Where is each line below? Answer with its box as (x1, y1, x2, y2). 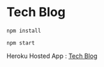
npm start (6, 39, 36, 46)
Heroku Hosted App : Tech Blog (6, 52, 98, 60)
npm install (6, 27, 41, 34)
